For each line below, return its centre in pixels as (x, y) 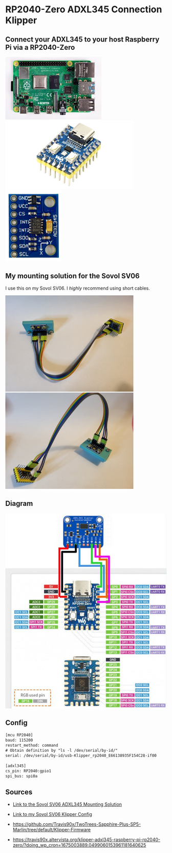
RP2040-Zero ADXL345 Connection (84, 10)
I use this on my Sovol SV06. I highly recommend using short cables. (78, 288)
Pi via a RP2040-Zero (40, 47)
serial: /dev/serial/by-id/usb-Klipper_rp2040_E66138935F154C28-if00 (81, 756)
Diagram (19, 504)
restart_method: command (32, 746)
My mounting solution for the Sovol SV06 (72, 276)
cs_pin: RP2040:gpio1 (28, 771)
